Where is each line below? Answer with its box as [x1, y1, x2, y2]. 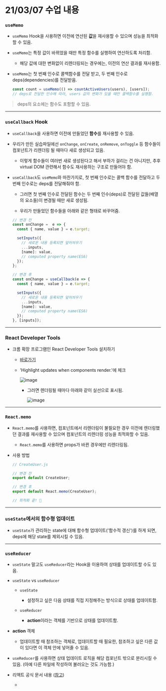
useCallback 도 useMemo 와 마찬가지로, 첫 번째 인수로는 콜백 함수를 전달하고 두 [12, 174, 161, 180]
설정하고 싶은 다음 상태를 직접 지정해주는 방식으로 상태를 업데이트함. [27, 597, 158, 603]
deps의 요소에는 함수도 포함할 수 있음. [17, 101, 91, 107]
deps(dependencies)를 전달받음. [12, 77, 78, 83]
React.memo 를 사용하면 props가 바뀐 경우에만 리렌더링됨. [19, 442, 129, 447]
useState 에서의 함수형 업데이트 [5, 515, 75, 522]
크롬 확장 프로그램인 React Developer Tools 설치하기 [12, 346, 115, 352]
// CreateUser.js [12, 462, 48, 467]
